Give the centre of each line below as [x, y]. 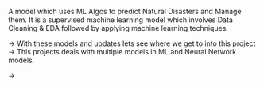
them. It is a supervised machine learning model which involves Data [120, 20]
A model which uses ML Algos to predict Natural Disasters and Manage [125, 11]
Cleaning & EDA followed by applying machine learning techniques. [118, 28]
